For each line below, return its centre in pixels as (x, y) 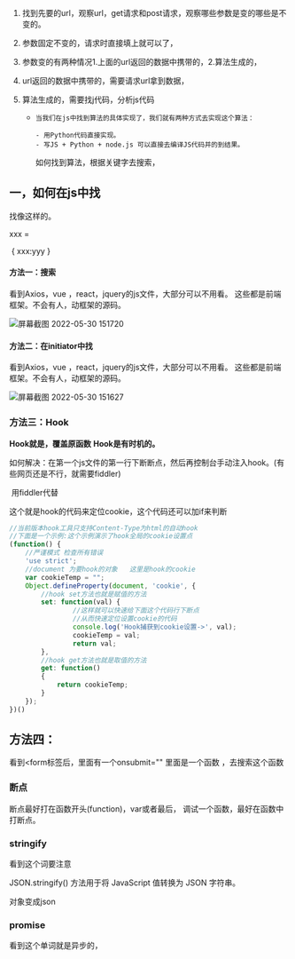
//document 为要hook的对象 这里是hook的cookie (111, 569)
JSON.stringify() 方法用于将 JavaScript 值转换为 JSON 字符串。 (125, 883)
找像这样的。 (32, 216)
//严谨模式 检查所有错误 (64, 553)
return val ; (94, 643)
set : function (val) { (81, 602)
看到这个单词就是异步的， (56, 946)
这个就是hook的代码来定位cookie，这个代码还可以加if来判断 (118, 511)
